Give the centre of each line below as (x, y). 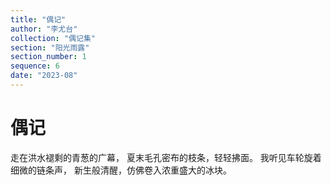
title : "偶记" (38, 19)
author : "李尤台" (44, 29)
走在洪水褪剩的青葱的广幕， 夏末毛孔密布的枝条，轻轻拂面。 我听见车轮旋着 (166, 157)
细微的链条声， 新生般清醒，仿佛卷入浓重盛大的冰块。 (121, 170)
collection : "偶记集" (53, 38)
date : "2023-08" (44, 76)
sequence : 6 (35, 66)
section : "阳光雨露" (50, 47)
